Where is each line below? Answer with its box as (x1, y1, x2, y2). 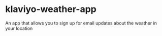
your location (5, 25, 33, 31)
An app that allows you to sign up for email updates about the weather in (5, 20, 157, 26)
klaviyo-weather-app (5, 3, 96, 15)
